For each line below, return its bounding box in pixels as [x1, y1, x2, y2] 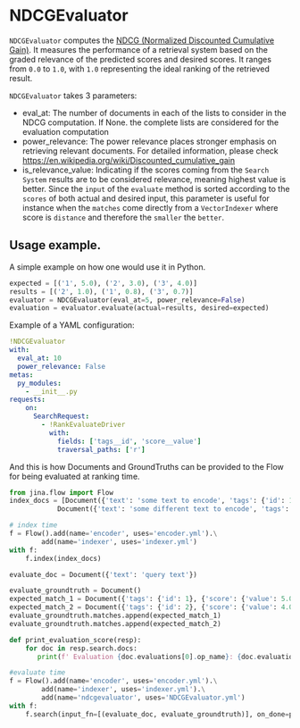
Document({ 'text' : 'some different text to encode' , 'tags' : [56, 505, 290, 514]
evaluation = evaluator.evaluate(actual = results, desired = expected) [9, 304, 270, 313]
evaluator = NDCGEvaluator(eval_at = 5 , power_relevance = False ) [9, 296, 246, 305]
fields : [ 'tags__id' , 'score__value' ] [56, 437, 202, 446]
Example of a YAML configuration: [9, 320, 136, 331]
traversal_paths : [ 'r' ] [56, 445, 146, 454]
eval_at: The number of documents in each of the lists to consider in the [21, 107, 287, 118]
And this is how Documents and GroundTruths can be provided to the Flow [9, 461, 284, 472]
